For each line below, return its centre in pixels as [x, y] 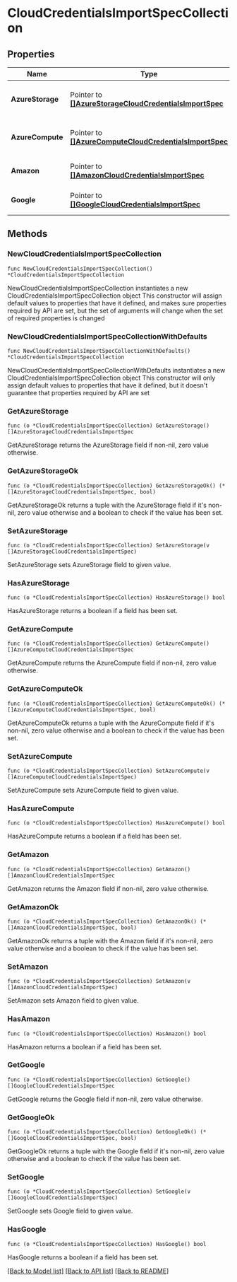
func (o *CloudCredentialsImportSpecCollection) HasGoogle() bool [107, 1244]
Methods [28, 234]
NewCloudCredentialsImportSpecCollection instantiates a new [98, 288]
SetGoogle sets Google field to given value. [70, 1211]
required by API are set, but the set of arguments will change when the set [115, 310]
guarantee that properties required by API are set [79, 392]
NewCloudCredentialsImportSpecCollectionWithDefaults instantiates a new [116, 370]
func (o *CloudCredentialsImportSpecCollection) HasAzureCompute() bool [116, 823]
